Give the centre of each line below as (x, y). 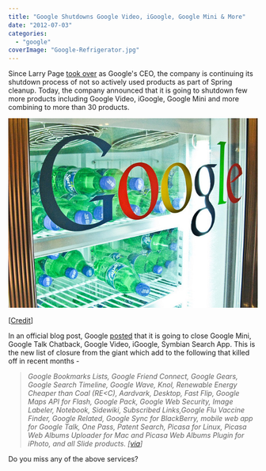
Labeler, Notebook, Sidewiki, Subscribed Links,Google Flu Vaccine (136, 410)
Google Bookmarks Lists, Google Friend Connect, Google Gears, (133, 376)
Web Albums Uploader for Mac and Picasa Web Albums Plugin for (136, 435)
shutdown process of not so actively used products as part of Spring (120, 82)
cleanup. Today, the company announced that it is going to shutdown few (128, 90)
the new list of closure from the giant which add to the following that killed (129, 352)
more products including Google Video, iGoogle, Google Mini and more (124, 99)
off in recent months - (44, 361)
